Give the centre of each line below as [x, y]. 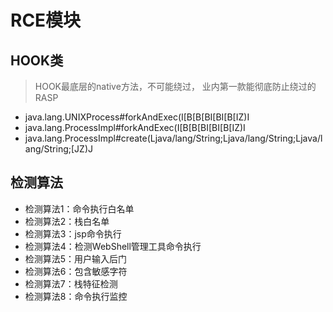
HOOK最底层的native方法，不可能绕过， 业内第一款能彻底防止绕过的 [175, 86]
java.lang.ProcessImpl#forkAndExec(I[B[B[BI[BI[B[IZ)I [135, 127]
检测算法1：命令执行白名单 [79, 208]
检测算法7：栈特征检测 [71, 283]
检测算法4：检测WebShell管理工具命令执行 [113, 246]
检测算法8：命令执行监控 [76, 296]
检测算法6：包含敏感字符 [76, 271]
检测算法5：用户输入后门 [76, 258]
